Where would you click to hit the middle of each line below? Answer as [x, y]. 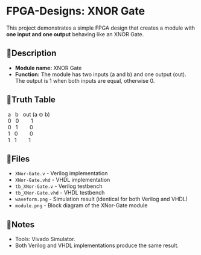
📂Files [18, 159]
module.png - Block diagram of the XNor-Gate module [81, 205]
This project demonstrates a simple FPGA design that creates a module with [101, 28]
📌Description [31, 53]
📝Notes [21, 224]
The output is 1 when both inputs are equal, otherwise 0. [85, 80]
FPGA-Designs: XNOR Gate [76, 11]
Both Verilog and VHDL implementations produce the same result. [97, 245]
